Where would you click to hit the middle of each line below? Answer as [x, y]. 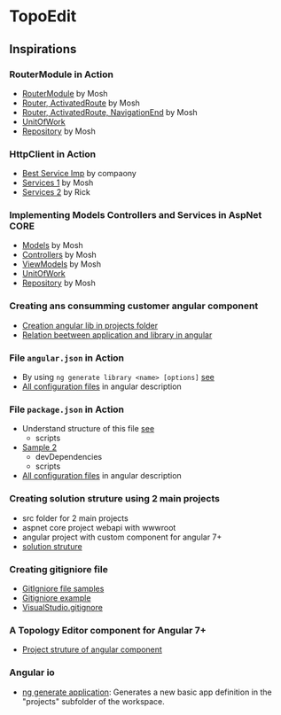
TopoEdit [43, 16]
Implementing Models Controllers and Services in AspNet [136, 215]
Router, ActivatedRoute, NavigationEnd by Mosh [109, 112]
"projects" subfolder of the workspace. [94, 701]
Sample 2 [39, 447]
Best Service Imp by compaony [79, 174]
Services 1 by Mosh [58, 183]
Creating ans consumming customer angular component [134, 306]
